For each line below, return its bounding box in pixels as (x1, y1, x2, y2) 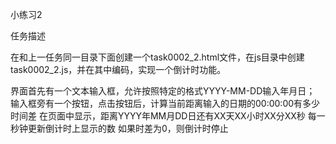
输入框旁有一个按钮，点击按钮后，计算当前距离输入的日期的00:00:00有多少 (10, 98, 321, 109)
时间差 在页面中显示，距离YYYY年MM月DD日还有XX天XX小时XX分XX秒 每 (10, 110, 317, 122)
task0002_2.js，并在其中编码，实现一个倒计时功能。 (10, 64, 227, 75)
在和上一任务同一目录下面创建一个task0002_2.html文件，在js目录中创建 (10, 51, 305, 63)
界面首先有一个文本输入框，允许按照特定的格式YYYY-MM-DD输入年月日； (10, 85, 316, 97)
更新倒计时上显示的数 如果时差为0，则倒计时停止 (27, 123, 229, 134)
